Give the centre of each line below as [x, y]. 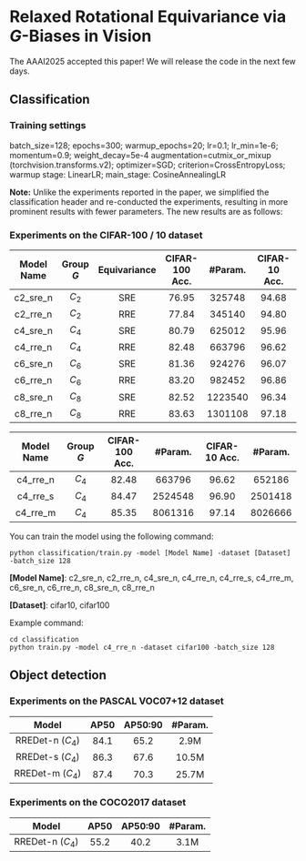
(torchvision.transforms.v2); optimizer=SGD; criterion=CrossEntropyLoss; [148, 165]
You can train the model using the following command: [112, 536]
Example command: [46, 623]
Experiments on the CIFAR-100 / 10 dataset [106, 235]
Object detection [58, 675]
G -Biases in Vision [81, 36]
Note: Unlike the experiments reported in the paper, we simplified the [139, 192]
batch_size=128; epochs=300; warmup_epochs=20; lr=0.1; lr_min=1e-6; [144, 145]
